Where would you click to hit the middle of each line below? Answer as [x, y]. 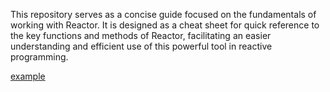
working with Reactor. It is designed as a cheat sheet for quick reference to [165, 25]
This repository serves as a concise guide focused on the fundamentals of [163, 14]
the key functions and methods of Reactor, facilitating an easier [141, 35]
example [28, 76]
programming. [39, 57]
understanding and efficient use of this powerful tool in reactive [141, 46]
